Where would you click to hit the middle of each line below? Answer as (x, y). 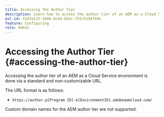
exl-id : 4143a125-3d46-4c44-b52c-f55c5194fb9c (53, 19)
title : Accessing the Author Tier (40, 10)
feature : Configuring (27, 23)
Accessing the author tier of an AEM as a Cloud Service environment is (76, 76)
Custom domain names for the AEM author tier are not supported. (71, 109)
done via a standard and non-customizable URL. (54, 81)
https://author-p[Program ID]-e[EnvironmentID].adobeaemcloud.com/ (82, 100)
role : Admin (17, 28)
